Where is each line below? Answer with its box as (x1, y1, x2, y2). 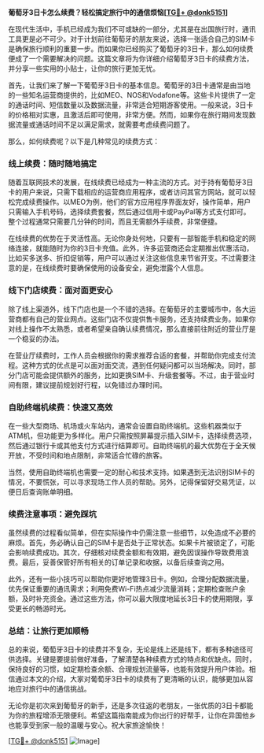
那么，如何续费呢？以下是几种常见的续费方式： (8, 137, 159, 146)
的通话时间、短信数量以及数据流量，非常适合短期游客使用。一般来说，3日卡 (8, 100, 254, 109)
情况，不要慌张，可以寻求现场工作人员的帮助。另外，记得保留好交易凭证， (8, 477, 249, 487)
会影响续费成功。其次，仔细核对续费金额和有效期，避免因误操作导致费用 (8, 547, 242, 558)
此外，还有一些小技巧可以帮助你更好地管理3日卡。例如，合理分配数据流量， (8, 574, 254, 584)
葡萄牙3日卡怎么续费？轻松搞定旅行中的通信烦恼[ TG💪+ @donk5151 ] (8, 8, 228, 17)
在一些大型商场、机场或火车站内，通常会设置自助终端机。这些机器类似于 (8, 421, 242, 430)
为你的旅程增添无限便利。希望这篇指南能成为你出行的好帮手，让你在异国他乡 (8, 710, 256, 720)
